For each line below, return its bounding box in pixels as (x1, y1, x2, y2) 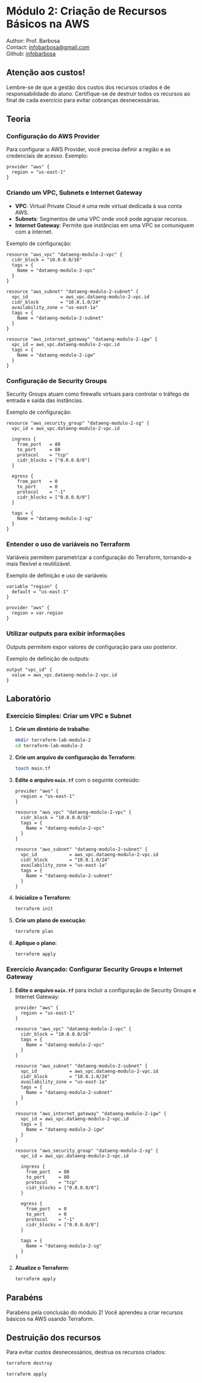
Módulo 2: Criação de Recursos (6, 4, 167, 18)
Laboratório (6, 694, 51, 704)
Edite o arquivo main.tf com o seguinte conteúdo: (14, 776, 140, 783)
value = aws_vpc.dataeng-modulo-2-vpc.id (11, 672, 118, 678)
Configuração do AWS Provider (6, 132, 100, 140)
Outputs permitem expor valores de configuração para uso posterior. (6, 643, 177, 650)
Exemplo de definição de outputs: (6, 655, 90, 662)
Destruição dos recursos (6, 1332, 101, 1342)
